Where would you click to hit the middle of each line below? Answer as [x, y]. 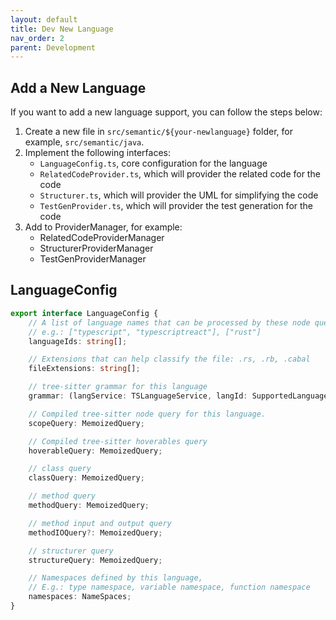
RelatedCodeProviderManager [102, 238]
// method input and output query [100, 523]
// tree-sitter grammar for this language [118, 387]
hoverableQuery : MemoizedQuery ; [95, 451]
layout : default [44, 19]
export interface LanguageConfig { [84, 313]
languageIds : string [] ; [78, 341]
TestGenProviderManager [93, 259]
